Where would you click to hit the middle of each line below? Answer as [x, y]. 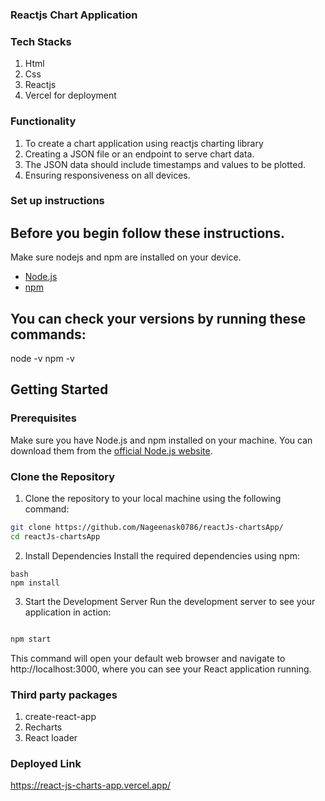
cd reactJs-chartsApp [55, 536]
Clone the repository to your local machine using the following [153, 499]
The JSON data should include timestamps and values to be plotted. [165, 164]
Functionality [43, 121]
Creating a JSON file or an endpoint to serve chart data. [139, 154]
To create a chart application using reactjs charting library [144, 143]
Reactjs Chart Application [74, 15]
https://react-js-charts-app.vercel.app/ [91, 785]
